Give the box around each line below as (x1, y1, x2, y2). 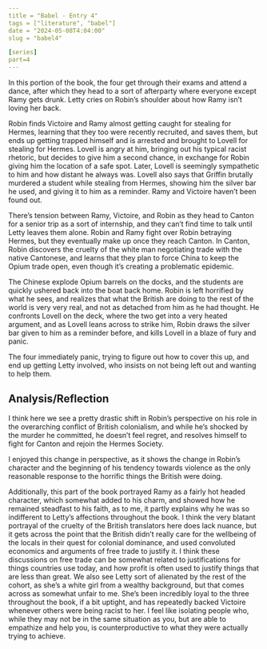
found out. (8, 195, 42, 205)
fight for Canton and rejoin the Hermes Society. (8, 439, 164, 448)
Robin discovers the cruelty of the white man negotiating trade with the (8, 245, 242, 254)
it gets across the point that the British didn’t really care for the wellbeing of (8, 529, 257, 539)
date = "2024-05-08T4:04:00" (8, 26, 106, 34)
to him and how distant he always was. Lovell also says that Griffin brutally (8, 169, 253, 179)
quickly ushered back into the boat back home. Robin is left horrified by (8, 285, 244, 295)
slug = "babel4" (8, 34, 62, 42)
